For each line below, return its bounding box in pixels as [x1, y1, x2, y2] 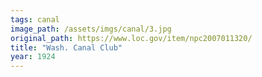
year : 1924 [10, 52, 56, 62]
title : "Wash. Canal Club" [10, 42, 123, 53]
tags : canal [10, 14, 60, 25]
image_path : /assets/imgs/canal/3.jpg [10, 24, 172, 34]
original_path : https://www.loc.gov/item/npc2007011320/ [10, 33, 253, 43]
